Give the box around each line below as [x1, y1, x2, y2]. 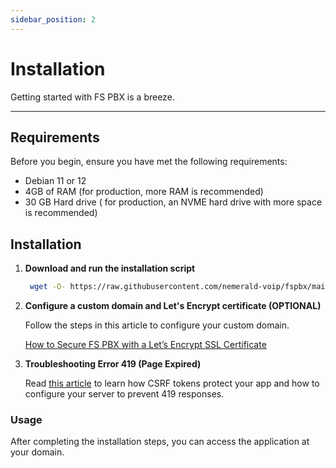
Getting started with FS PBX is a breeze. [10, 91, 175, 103]
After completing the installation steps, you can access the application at [10, 436, 310, 448]
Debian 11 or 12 [24, 175, 87, 187]
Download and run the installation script [24, 262, 196, 275]
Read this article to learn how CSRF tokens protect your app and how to [24, 377, 320, 390]
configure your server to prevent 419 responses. [24, 388, 225, 400]
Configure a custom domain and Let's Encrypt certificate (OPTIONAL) [24, 300, 322, 312]
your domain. [10, 446, 65, 458]
